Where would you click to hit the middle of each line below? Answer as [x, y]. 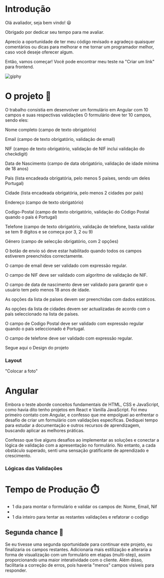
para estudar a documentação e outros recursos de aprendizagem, [73, 425]
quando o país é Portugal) [31, 217]
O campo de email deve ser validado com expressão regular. [66, 265]
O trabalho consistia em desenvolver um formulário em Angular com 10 [77, 109]
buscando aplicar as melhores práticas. [45, 431]
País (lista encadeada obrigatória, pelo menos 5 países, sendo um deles [78, 178]
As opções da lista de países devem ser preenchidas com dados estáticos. [81, 299]
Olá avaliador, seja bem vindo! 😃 [38, 23]
